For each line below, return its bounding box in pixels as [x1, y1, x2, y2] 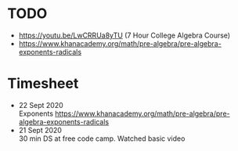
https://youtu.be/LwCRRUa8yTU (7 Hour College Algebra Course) [18, 31, 231, 40]
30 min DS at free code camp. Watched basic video [18, 134, 186, 143]
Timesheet [7, 75, 79, 92]
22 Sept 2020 [18, 100, 63, 110]
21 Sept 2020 [18, 125, 62, 135]
